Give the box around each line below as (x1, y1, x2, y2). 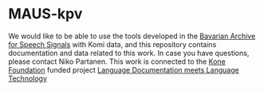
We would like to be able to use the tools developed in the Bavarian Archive (8, 31, 256, 41)
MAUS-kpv (8, 5, 83, 23)
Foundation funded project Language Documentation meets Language (8, 65, 239, 74)
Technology (8, 73, 48, 83)
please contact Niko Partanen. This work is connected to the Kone (8, 57, 226, 66)
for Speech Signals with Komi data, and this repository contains (8, 39, 217, 49)
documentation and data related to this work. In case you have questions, (8, 48, 250, 57)
